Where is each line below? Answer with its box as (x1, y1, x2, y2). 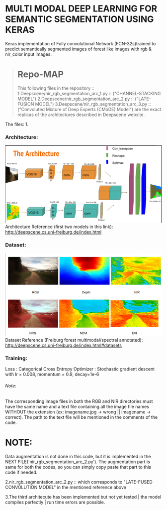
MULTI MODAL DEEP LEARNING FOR (5, 3, 158, 14)
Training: (5, 355, 27, 362)
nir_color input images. (5, 51, 52, 57)
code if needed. (5, 469, 38, 475)
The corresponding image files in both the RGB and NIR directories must (5, 398, 153, 404)
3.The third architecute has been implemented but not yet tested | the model (5, 494, 162, 500)
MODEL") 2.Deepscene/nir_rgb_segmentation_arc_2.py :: (17, 96, 134, 102)
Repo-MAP (17, 69, 64, 80)
